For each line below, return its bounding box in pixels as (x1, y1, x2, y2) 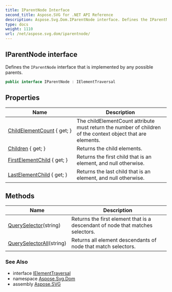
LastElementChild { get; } (8, 171, 68, 178)
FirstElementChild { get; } (8, 156, 68, 163)
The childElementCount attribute (76, 117, 155, 124)
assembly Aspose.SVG (12, 281, 61, 287)
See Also (5, 258, 28, 265)
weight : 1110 (5, 27, 33, 32)
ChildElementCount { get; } (8, 127, 72, 134)
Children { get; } (8, 144, 46, 152)
